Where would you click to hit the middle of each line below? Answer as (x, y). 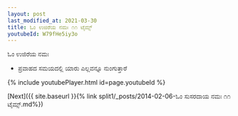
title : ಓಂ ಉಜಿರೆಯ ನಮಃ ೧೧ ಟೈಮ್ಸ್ (50, 27)
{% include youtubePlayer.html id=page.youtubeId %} (87, 83)
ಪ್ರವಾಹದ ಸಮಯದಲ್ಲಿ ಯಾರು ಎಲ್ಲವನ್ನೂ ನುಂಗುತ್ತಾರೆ (72, 68)
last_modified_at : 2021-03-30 (52, 21)
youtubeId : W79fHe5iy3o (43, 34)
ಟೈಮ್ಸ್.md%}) (26, 105)
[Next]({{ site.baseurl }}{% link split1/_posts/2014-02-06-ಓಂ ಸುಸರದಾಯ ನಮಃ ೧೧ (119, 96)
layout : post (27, 14)
